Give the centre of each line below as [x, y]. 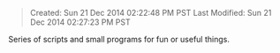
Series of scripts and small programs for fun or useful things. [119, 39]
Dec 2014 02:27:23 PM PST [80, 22]
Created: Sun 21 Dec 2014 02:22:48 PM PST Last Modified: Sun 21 [151, 13]
